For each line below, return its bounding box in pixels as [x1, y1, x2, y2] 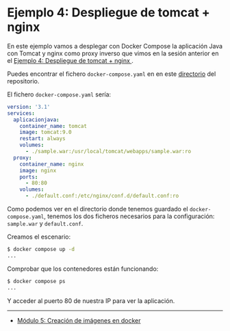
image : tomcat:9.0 [19, 129, 72, 136]
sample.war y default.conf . [7, 220, 84, 228]
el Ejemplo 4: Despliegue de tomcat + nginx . [7, 56, 133, 64]
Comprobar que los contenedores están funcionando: [7, 265, 159, 273]
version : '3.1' [7, 103, 51, 110]
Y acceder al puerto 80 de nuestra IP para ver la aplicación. [7, 296, 175, 305]
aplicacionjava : [13, 116, 60, 123]
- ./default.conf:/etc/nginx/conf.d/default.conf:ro [25, 193, 179, 200]
